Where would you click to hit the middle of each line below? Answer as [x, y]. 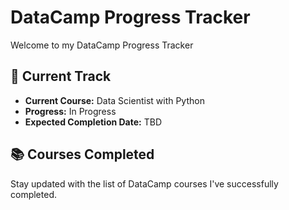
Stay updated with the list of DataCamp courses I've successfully [144, 183]
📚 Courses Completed [82, 154]
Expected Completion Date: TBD [93, 122]
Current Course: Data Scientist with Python [114, 100]
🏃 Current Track [61, 76]
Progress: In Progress [70, 111]
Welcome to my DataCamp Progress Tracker [102, 45]
